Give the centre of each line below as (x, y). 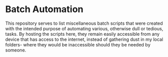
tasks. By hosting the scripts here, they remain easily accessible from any (82, 34)
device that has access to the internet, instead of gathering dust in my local (84, 39)
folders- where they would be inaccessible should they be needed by (78, 44)
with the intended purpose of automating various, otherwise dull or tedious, (85, 28)
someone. (16, 50)
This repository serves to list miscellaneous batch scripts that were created (84, 23)
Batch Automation (45, 9)
